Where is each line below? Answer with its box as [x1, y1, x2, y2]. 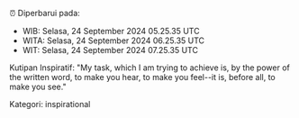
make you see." [9, 81, 67, 92]
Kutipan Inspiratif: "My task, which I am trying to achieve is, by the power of [9, 62, 290, 73]
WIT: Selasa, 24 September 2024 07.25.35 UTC [22, 45, 198, 55]
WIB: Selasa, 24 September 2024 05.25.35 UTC [22, 26, 200, 36]
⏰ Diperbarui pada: [9, 8, 81, 18]
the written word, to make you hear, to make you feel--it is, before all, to [9, 72, 276, 82]
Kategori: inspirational [9, 99, 91, 109]
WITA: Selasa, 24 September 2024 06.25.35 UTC [22, 35, 205, 46]
